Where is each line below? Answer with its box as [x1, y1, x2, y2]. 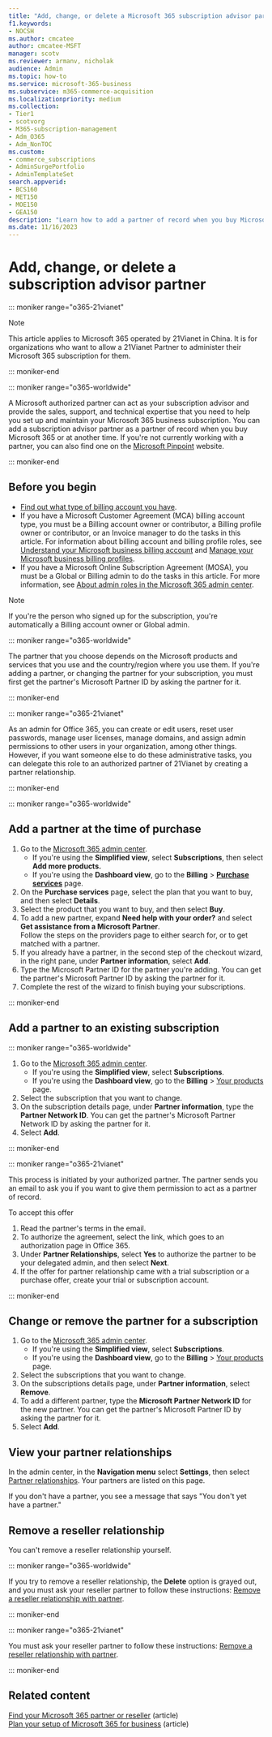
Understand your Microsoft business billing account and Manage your [19, 545, 253, 554]
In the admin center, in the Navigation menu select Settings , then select [8, 1467, 250, 1477]
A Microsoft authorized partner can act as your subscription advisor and [8, 399, 249, 408]
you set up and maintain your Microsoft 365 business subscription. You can [8, 416, 261, 425]
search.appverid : [8, 178, 67, 187]
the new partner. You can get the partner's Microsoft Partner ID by [19, 1405, 242, 1415]
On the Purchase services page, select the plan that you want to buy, [19, 886, 253, 897]
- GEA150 [8, 208, 38, 216]
